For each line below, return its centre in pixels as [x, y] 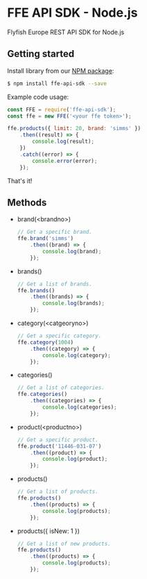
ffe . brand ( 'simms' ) [45, 239]
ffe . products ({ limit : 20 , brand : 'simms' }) [74, 129]
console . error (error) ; [65, 161]
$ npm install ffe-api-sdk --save [57, 84]
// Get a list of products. [58, 492]
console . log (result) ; [63, 142]
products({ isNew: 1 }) [48, 531]
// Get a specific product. [58, 440]
